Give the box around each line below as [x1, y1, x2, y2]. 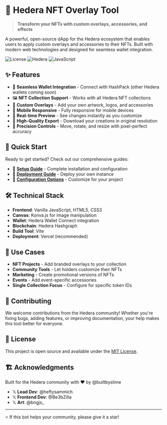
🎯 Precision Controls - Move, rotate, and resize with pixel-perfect [12, 123, 148, 129]
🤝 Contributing [5, 296, 52, 305]
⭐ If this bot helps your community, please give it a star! [5, 414, 119, 420]
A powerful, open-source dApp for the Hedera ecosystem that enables [5, 36, 150, 42]
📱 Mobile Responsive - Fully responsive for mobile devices [12, 107, 134, 113]
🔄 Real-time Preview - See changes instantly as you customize [12, 112, 142, 119]
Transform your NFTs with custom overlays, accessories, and [17, 21, 148, 27]
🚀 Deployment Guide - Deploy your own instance [12, 171, 114, 177]
